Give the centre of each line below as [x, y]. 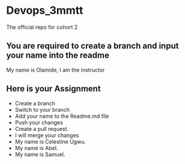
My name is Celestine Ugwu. [50, 141]
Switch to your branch [42, 109]
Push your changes [39, 122]
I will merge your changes [47, 135]
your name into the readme [58, 56]
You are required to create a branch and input [92, 46]
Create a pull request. [42, 129]
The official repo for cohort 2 [42, 27]
